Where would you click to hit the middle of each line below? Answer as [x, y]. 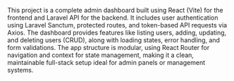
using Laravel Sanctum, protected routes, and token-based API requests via [117, 25]
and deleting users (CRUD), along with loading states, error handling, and [114, 40]
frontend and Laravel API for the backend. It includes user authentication [113, 18]
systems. [20, 70]
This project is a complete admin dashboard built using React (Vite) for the [115, 10]
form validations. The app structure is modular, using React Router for [109, 48]
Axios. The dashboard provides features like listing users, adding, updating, [117, 32]
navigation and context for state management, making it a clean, [100, 55]
